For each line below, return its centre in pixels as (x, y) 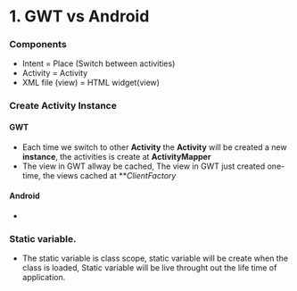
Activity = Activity (55, 73)
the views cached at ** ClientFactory (110, 175)
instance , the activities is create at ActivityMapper (116, 156)
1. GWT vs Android (79, 17)
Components (38, 45)
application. (44, 278)
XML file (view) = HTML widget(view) (91, 83)
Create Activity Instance (63, 106)
